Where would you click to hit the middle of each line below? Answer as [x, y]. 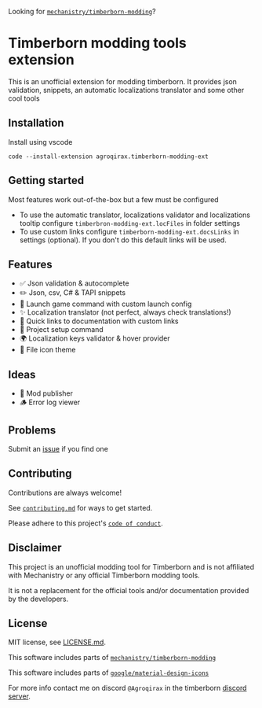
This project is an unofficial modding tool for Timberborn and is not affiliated [131, 566]
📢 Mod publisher [46, 393]
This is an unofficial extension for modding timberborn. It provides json [123, 81]
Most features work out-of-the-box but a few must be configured [113, 199]
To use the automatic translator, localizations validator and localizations [135, 215]
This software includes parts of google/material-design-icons [109, 673]
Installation [36, 123]
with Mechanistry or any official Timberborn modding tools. [104, 575]
